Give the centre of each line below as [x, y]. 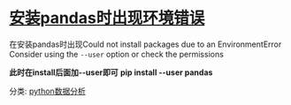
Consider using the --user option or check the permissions [116, 54]
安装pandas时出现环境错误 [107, 18]
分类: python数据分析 [47, 91]
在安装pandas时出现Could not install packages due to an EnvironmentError [145, 44]
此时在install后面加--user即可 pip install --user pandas [111, 72]
